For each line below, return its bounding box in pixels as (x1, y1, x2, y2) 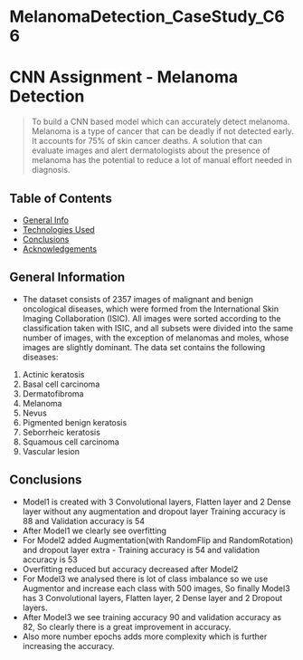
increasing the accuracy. (22, 640, 115, 651)
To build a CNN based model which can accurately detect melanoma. (31, 116, 290, 128)
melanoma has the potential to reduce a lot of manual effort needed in (31, 155, 292, 166)
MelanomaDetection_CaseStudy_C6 (9, 6, 285, 27)
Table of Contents (9, 190, 113, 206)
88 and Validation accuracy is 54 (22, 515, 146, 526)
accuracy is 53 (22, 554, 79, 565)
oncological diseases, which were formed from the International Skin (22, 303, 279, 314)
